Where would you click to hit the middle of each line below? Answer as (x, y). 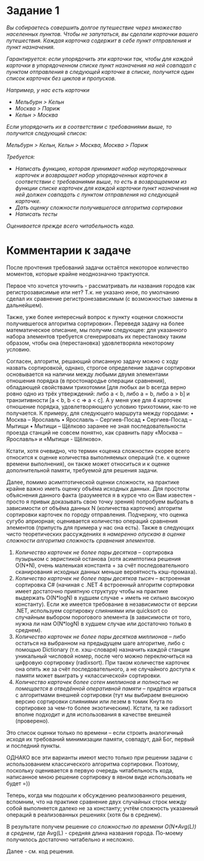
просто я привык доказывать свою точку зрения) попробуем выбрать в (100, 502)
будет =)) (18, 783)
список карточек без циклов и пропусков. (61, 78)
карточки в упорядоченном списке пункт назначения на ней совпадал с (101, 65)
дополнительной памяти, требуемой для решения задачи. (82, 470)
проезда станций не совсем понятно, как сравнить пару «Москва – (94, 432)
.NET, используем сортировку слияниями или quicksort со (91, 610)
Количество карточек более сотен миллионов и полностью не (97, 682)
